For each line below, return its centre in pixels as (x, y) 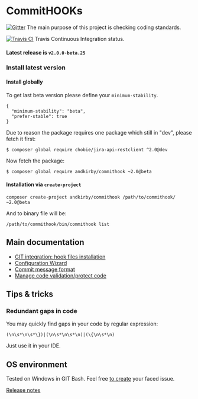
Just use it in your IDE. (33, 346)
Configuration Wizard (41, 263)
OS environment (37, 364)
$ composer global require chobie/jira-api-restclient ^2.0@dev (87, 149)
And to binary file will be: (36, 213)
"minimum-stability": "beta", (48, 111)
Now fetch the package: (35, 161)
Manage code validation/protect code (60, 275)
